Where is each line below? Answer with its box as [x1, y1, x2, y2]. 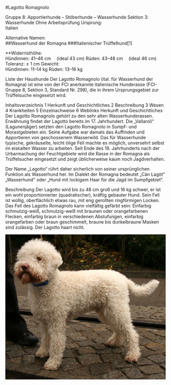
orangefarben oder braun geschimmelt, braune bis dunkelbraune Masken [5, 219, 159, 225]
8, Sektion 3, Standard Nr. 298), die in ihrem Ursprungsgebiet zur [22, 87, 159, 93]
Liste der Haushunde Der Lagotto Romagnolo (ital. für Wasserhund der [5, 76, 154, 82]
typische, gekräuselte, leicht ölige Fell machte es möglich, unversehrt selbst [5, 140, 164, 146]
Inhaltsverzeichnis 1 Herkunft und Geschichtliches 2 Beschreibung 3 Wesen [5, 102, 164, 108]
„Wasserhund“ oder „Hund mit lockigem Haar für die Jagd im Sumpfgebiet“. [5, 177, 164, 182]
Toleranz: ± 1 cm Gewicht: [5, 61, 60, 67]
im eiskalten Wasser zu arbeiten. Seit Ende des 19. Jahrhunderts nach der [5, 145, 160, 151]
